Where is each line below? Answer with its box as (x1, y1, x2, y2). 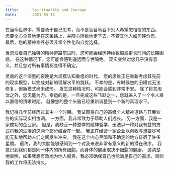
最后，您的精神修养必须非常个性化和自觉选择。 (5, 39, 102, 45)
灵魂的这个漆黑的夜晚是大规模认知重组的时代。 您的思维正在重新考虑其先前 (5, 73, 161, 79)
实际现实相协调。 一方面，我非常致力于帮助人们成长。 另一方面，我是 (14, 115, 157, 121)
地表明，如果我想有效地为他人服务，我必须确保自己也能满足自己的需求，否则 (5, 153, 164, 159)
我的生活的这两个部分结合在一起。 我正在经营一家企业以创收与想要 (14, 128, 152, 134)
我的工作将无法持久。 (5, 159, 49, 165)
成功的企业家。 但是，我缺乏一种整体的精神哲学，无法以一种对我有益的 (9, 121, 156, 127)
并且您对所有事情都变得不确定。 (14, 62, 80, 68)
